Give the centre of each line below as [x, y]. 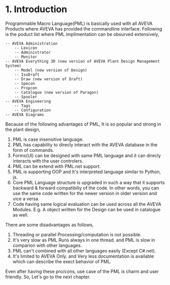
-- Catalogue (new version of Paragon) [57, 92]
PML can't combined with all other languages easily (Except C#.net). [84, 250]
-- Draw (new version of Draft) [48, 79]
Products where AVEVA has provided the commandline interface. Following [84, 28]
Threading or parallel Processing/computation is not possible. [77, 234]
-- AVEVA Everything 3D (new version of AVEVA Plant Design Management [82, 61]
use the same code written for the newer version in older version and [85, 193]
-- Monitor [26, 57]
